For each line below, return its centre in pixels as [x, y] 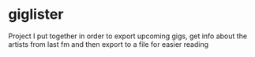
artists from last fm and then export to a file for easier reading [109, 44]
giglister [36, 14]
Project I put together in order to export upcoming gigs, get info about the [127, 36]
